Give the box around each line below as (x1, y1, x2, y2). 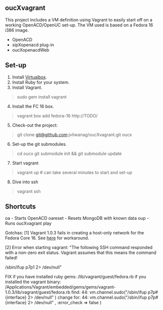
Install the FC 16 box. (12, 103, 54, 109)
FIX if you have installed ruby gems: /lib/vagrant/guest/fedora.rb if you (5, 274, 146, 280)
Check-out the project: (12, 122, 58, 128)
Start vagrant (12, 160, 39, 166)
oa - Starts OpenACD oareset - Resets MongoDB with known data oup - (5, 215, 149, 221)
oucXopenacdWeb (12, 47, 50, 53)
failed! (5, 255, 18, 261)
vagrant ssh (17, 188, 41, 194)
